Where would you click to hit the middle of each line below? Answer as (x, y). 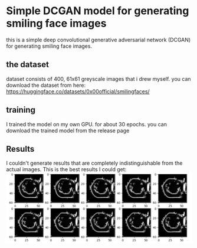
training (21, 110)
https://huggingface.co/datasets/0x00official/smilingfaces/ (78, 91)
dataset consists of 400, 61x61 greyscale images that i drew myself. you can (98, 79)
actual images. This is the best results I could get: (66, 169)
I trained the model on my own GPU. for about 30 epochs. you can (86, 124)
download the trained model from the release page (68, 130)
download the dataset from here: (46, 85)
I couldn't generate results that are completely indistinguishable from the (94, 163)
